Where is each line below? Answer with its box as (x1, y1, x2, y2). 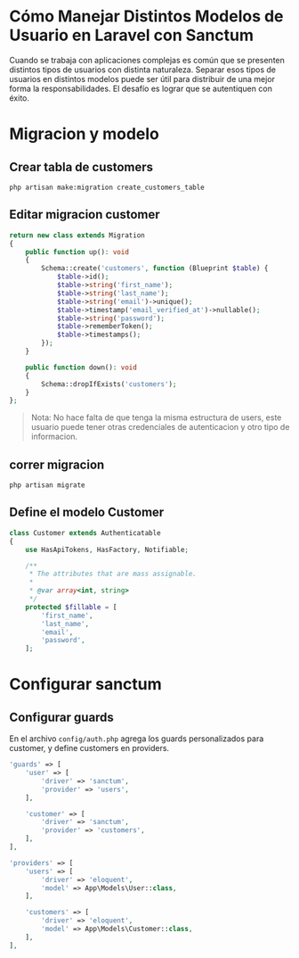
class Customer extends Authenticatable (9, 528, 162, 537)
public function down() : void (25, 363, 138, 372)
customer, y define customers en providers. (9, 743, 170, 754)
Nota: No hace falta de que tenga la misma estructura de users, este (30, 412, 282, 423)
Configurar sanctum (9, 674, 162, 695)
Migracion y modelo (9, 124, 160, 145)
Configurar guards (9, 709, 114, 724)
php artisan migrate (9, 481, 86, 490)
